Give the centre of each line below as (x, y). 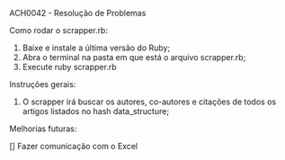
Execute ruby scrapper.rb (69, 67)
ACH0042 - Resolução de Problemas (78, 13)
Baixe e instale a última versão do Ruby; (96, 48)
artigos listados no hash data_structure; (95, 111)
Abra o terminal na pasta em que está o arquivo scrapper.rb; (134, 57)
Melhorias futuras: (43, 129)
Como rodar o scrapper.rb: (58, 30)
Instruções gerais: (43, 84)
